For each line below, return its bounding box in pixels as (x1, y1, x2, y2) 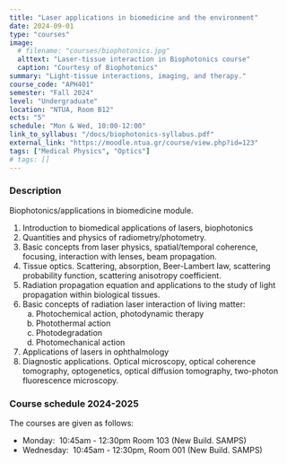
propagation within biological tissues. (22, 289, 161, 300)
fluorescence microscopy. (22, 374, 119, 386)
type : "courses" (9, 30, 70, 39)
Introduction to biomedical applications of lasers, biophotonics (22, 222, 254, 233)
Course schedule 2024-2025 (9, 397, 139, 409)
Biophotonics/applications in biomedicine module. (9, 205, 195, 215)
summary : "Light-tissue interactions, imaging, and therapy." (9, 72, 247, 81)
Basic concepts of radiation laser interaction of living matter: (22, 298, 246, 310)
